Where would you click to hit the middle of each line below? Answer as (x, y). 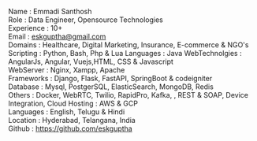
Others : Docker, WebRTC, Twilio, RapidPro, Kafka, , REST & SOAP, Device (128, 95)
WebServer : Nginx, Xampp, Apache (67, 70)
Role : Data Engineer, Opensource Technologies (86, 20)
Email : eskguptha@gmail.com (57, 36)
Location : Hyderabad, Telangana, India (72, 120)
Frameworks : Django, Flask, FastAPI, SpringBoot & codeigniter (110, 78)
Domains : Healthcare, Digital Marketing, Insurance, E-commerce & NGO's (128, 45)
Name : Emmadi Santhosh (50, 11)
